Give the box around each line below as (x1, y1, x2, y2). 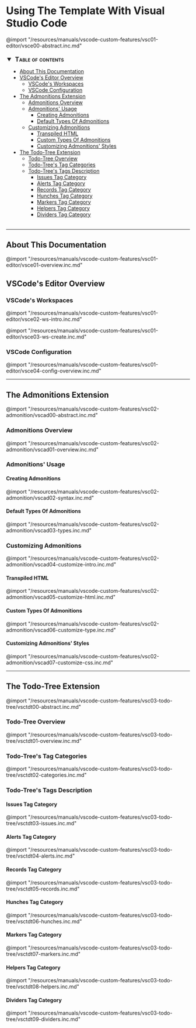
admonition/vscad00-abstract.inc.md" (6, 412, 98, 419)
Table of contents (15, 55, 64, 63)
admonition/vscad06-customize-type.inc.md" (6, 626, 117, 633)
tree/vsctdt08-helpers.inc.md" (6, 983, 80, 991)
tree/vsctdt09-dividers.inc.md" (6, 1016, 80, 1023)
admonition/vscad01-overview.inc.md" (6, 446, 99, 453)
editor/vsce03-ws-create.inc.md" (6, 333, 87, 340)
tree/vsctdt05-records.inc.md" (6, 885, 80, 892)
